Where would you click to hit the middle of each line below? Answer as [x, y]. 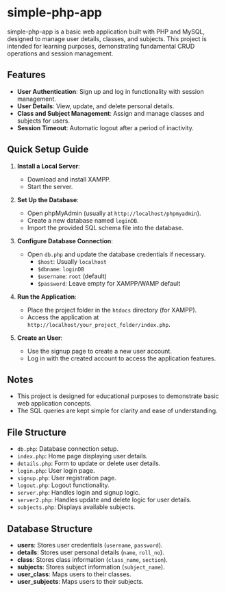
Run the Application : [47, 297]
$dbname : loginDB [61, 269]
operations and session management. [60, 53]
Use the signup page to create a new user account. [100, 351]
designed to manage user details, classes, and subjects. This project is [107, 38]
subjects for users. [43, 121]
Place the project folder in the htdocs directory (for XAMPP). [112, 310]
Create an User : [40, 338]
